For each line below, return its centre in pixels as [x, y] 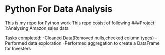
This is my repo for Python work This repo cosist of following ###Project [80, 23]
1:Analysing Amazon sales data [37, 28]
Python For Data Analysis [59, 9]
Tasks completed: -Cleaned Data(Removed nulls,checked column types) [80, 38]
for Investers [18, 48]
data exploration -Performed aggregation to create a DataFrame [94, 43]
